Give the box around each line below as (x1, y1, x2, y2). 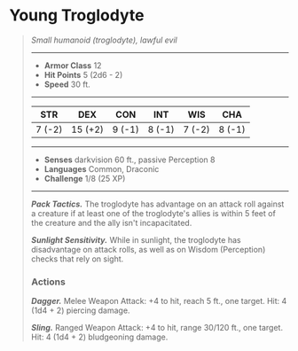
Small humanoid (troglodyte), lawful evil (30, 35, 177, 45)
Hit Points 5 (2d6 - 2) (43, 69, 123, 80)
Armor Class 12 (43, 59, 102, 71)
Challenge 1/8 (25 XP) (43, 173, 126, 183)
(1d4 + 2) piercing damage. (30, 305, 130, 316)
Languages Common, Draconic (43, 163, 160, 174)
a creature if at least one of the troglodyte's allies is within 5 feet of (30, 207, 277, 218)
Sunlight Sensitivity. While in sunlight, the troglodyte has (30, 234, 241, 245)
